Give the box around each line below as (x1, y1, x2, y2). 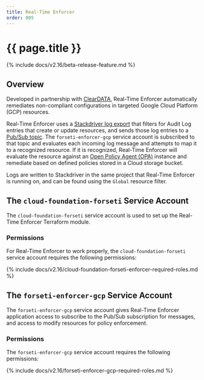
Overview (6, 79, 45, 89)
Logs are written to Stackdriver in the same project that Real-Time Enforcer (6, 171, 195, 178)
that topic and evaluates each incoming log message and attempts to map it (6, 140, 197, 147)
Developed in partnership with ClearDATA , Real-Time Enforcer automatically (6, 96, 197, 103)
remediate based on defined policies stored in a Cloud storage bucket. (6, 159, 184, 167)
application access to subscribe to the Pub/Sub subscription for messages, (6, 313, 195, 321)
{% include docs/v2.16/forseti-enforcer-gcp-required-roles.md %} (6, 367, 173, 374)
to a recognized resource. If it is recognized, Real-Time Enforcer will (6, 146, 178, 154)
